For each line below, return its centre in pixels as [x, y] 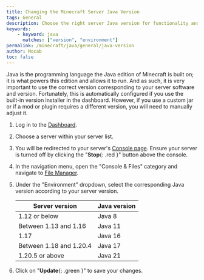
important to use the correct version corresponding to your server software [100, 87]
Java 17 [109, 245]
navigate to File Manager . [47, 173]
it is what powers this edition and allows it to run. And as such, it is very [96, 81]
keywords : [19, 29]
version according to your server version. [67, 191]
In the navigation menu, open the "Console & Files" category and [96, 166]
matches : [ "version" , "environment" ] [70, 40]
